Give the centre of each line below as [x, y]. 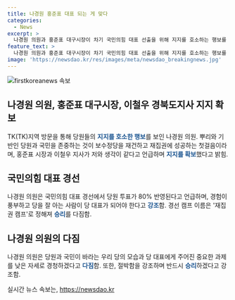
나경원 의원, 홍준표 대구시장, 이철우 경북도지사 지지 [110, 105]
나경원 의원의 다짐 [44, 238]
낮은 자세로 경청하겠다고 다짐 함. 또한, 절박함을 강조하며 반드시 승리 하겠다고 [117, 265]
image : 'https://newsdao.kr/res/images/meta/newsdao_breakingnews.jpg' [114, 60]
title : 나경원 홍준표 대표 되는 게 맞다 [58, 14]
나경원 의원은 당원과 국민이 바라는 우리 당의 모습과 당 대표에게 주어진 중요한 [110, 257]
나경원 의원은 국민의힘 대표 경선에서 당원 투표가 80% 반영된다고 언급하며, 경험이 [117, 196]
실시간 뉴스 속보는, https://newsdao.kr [61, 289]
